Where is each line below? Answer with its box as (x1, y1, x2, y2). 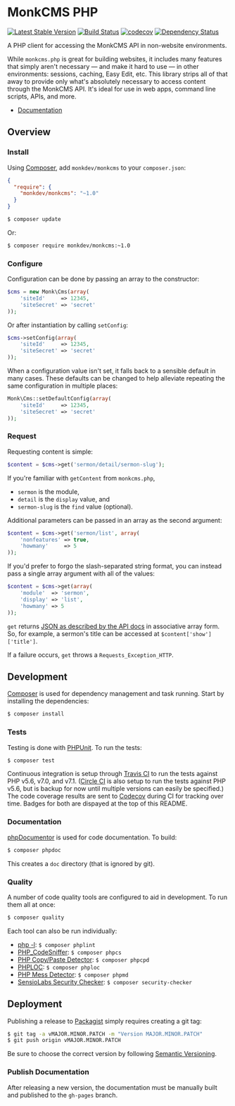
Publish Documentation (7, 1067, 89, 1077)
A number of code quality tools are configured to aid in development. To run (7, 893, 227, 901)
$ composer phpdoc (7, 846, 61, 853)
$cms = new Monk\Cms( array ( (7, 288, 90, 295)
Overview (7, 126, 51, 138)
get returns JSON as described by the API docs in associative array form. (7, 622, 220, 630)
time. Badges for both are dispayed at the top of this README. (7, 799, 188, 808)
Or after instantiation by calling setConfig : (7, 321, 129, 329)
